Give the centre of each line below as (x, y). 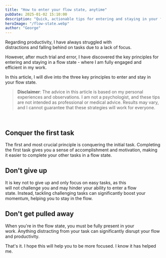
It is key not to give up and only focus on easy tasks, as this (66, 182)
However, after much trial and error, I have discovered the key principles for (82, 57)
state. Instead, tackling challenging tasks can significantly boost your (75, 193)
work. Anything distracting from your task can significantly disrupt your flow (83, 231)
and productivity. (22, 236)
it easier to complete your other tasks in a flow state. (59, 155)
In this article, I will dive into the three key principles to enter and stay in (78, 77)
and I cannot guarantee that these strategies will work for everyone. (86, 108)
